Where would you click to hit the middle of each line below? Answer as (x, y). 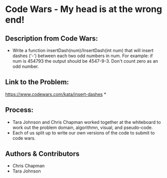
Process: (19, 110)
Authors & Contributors (42, 154)
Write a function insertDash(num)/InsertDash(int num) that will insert (83, 50)
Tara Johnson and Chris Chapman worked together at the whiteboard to (86, 122)
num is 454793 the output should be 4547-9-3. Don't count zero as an (85, 61)
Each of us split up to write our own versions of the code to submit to (83, 133)
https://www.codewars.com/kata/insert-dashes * (56, 94)
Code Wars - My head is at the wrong (84, 9)
